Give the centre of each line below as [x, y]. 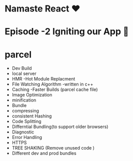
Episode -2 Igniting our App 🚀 [67, 32]
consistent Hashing [32, 116]
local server [24, 73]
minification [24, 100]
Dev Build [22, 68]
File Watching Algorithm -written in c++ [52, 84]
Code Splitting [26, 121]
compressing [25, 111]
